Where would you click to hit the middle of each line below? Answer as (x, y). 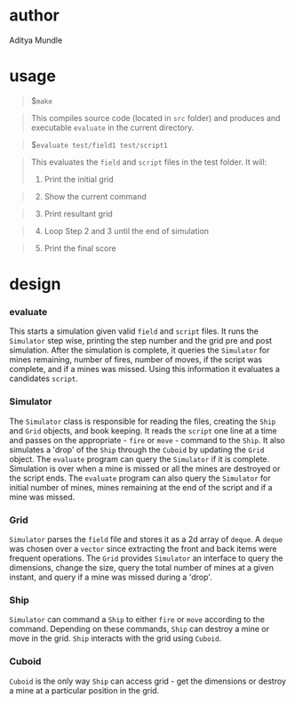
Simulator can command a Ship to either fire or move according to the (137, 620)
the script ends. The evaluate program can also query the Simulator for (140, 478)
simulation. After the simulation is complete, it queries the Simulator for (140, 350)
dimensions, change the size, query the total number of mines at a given (141, 567)
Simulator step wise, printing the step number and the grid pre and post (141, 341)
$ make (42, 101)
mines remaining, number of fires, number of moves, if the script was (136, 360)
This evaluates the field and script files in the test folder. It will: (149, 162)
